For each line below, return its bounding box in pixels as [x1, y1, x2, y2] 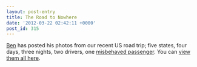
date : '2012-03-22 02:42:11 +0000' [6, 20, 96, 26]
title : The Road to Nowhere [6, 14, 78, 20]
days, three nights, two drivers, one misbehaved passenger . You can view [6, 48, 191, 56]
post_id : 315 [6, 25, 39, 32]
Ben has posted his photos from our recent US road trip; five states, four [6, 42, 187, 49]
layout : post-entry [6, 8, 56, 15]
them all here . [6, 54, 41, 62]
